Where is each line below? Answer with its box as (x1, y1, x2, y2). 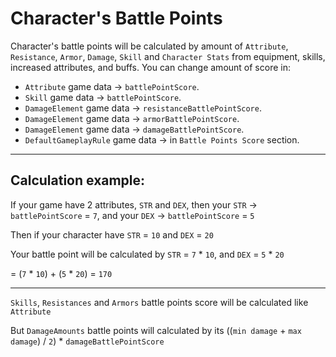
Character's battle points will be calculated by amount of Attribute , (10, 40, 289, 52)
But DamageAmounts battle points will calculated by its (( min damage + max (10, 324, 302, 336)
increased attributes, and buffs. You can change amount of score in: (10, 61, 291, 73)
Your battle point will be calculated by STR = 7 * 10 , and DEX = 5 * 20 (10, 248, 285, 260)
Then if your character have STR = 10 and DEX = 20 (10, 228, 214, 241)
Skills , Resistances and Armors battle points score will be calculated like (10, 296, 309, 308)
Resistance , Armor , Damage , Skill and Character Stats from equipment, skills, (10, 50, 326, 62)
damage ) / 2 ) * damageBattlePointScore (10, 335, 165, 347)
